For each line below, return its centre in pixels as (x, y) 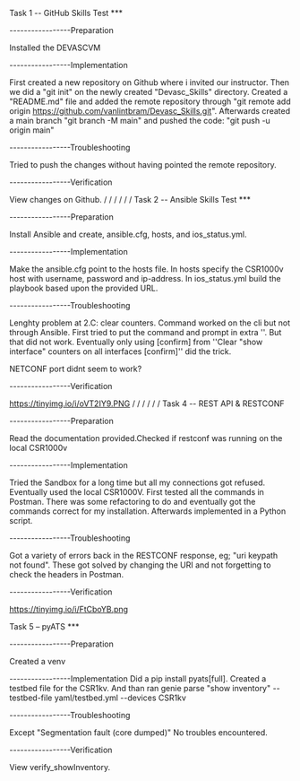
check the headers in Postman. (67, 574)
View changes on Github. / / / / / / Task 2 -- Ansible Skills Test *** (130, 200)
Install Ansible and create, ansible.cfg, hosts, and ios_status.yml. (129, 234)
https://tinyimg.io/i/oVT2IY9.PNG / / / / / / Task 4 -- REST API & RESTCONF (147, 404)
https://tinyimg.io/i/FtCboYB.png (69, 609)
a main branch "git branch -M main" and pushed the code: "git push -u (140, 121)
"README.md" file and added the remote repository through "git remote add (150, 101)
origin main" (32, 130)
